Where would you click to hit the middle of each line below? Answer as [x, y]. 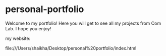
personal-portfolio [45, 9]
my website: [18, 38]
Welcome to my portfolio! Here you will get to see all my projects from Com [83, 23]
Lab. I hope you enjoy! [28, 28]
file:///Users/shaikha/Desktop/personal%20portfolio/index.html [71, 48]
